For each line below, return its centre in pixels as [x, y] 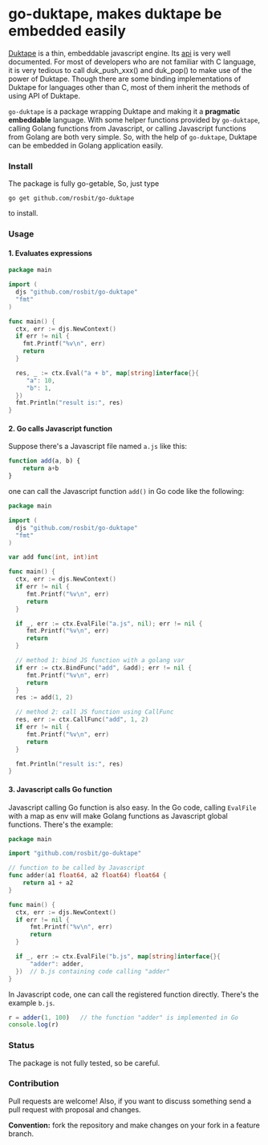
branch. [21, 1133]
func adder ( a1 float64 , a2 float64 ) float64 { [87, 876]
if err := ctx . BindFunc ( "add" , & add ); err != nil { [104, 668]
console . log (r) [34, 1025]
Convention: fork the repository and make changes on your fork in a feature [134, 1125]
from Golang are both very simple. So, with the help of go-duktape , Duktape [133, 136]
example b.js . [32, 1002]
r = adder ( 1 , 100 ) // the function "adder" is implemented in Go [124, 1018]
